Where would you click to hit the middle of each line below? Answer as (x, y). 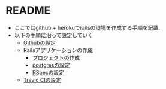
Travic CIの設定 (42, 80)
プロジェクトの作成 (56, 57)
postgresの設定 (51, 65)
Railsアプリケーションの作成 (58, 50)
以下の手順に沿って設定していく (54, 35)
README (28, 10)
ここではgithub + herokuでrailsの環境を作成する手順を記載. (87, 27)
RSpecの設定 (48, 72)
